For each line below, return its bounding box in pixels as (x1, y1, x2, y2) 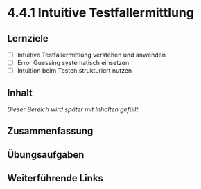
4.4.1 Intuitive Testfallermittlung (7, 5, 194, 21)
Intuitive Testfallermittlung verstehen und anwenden (17, 51, 166, 59)
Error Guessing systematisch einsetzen (17, 59, 130, 67)
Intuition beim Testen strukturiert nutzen (17, 66, 132, 75)
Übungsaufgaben (7, 149, 85, 161)
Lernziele (7, 33, 49, 44)
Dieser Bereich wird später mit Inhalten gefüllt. (7, 105, 141, 114)
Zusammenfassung (7, 125, 94, 137)
